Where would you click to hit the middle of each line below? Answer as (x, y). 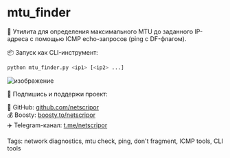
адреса (18, 38)
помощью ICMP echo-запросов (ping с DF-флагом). (111, 38)
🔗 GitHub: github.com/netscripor (53, 107)
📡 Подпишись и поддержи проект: (57, 94)
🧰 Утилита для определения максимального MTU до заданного (100, 31)
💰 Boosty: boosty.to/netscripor (51, 115)
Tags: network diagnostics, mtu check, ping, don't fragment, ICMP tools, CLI (115, 141)
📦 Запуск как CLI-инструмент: (53, 52)
